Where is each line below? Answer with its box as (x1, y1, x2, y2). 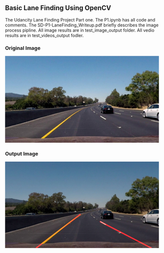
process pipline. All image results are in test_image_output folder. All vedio (5, 27, 155, 33)
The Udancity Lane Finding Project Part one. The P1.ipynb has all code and (5, 17, 155, 22)
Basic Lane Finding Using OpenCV (5, 4, 111, 12)
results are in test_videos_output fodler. (5, 32, 84, 38)
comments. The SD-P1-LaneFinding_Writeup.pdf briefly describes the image (5, 22, 159, 28)
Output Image (5, 150, 39, 157)
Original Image (5, 44, 41, 51)
